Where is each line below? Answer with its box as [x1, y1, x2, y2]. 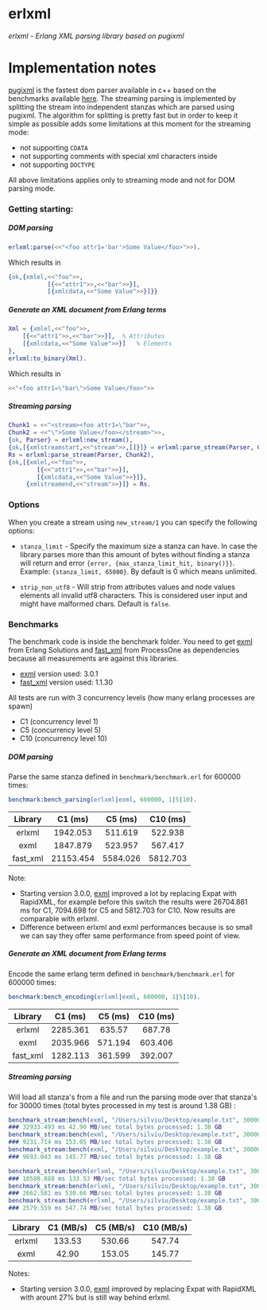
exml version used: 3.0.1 [19, 669, 99, 678]
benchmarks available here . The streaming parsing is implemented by [8, 93, 237, 103]
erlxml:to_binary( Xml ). [8, 355, 87, 362]
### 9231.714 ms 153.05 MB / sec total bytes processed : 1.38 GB [8, 1138, 222, 1146]
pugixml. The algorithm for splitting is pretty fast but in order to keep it [8, 110, 238, 120]
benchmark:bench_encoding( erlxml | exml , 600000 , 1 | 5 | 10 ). [8, 993, 201, 1001]
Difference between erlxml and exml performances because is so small [19, 922, 253, 932]
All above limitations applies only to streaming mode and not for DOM [8, 175, 236, 184]
